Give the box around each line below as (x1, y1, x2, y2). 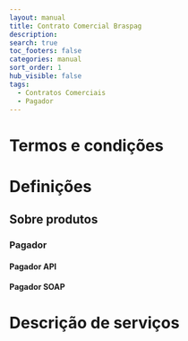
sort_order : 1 (9, 64, 63, 73)
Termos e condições (9, 136, 164, 155)
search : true (9, 38, 58, 48)
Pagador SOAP (9, 282, 65, 293)
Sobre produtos (9, 212, 98, 227)
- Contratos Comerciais (17, 88, 106, 97)
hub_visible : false (9, 72, 82, 81)
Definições (9, 176, 92, 197)
